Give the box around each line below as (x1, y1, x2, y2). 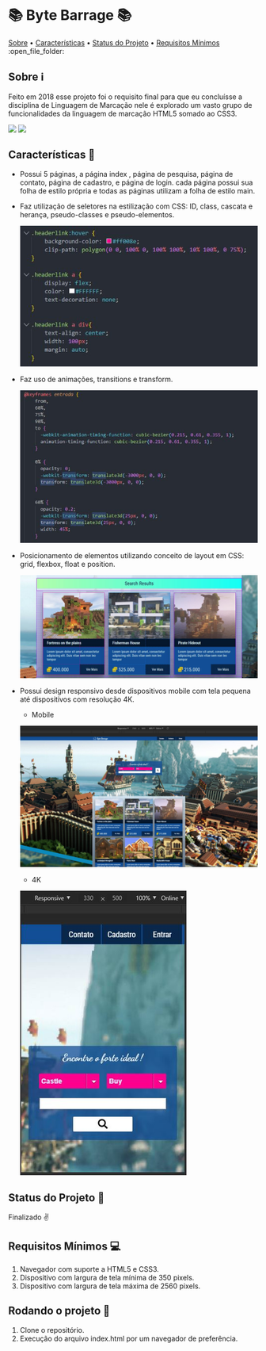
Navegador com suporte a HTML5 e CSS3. (19, 1265, 160, 1274)
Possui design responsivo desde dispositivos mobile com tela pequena (19, 687, 251, 696)
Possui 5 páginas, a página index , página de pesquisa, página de (19, 169, 234, 178)
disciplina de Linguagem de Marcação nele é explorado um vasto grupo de (8, 100, 253, 109)
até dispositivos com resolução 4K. (19, 695, 135, 704)
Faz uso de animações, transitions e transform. (19, 374, 173, 384)
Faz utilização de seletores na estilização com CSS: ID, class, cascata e (19, 201, 253, 211)
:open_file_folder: (8, 46, 65, 55)
